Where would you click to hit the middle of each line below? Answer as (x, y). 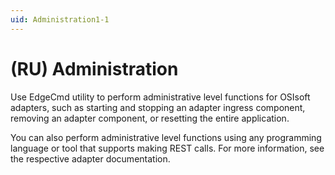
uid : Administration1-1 (60, 19)
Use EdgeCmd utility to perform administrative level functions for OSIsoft (160, 97)
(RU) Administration (94, 68)
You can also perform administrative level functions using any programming (166, 137)
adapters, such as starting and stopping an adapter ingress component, (158, 107)
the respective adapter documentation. (90, 158)
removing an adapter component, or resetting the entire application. (150, 118)
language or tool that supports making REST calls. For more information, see (167, 148)
